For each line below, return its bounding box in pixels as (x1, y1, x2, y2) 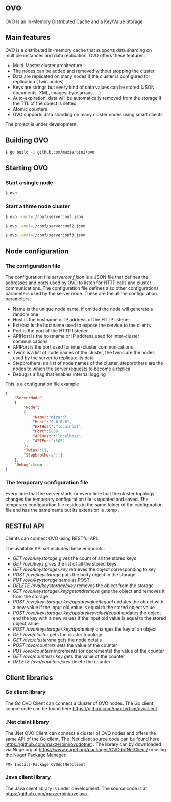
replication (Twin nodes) (12, 78, 64, 84)
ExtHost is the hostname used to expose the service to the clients (12, 322, 151, 328)
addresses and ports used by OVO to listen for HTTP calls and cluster (5, 279, 152, 286)
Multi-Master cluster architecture (12, 62, 83, 68)
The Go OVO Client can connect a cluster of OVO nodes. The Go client (5, 700, 154, 706)
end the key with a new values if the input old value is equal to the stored (12, 615, 166, 621)
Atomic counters (12, 105, 47, 112)
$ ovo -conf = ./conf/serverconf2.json (5, 224, 86, 229)
